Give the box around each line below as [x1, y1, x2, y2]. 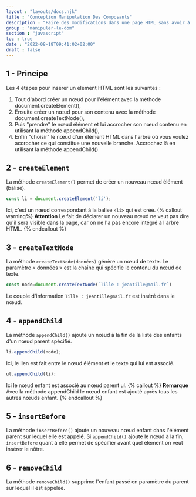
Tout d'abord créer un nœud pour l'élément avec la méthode [14, 95, 161, 103]
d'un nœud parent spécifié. [6, 338, 72, 345]
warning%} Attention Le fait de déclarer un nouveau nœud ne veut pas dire [6, 213, 190, 220]
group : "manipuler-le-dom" [6, 25, 75, 31]
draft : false [6, 47, 41, 53]
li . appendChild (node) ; [6, 349, 62, 355]
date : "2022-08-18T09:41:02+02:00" [6, 42, 96, 48]
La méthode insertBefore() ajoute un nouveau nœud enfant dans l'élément [6, 427, 189, 434]
